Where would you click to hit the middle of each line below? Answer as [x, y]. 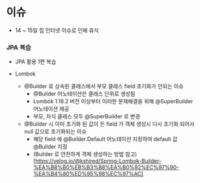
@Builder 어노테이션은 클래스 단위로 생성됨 [84, 94]
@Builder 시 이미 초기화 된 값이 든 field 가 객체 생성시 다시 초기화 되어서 [109, 124]
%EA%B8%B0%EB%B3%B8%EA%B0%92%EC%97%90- [106, 167]
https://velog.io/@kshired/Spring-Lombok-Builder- [98, 161]
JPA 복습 [19, 47]
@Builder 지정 [50, 147]
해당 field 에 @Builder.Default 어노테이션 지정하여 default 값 [105, 139]
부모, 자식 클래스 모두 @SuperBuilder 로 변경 [87, 117]
